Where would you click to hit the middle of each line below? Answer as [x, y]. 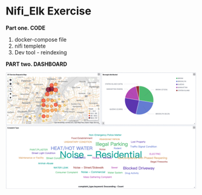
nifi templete [30, 46]
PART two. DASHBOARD [37, 64]
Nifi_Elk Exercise [49, 11]
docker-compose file [41, 39]
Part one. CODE [26, 28]
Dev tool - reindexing [41, 52]
